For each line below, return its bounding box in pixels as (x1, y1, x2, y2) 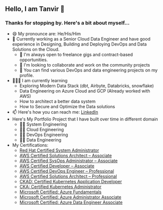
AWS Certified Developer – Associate (19, 163, 94, 169)
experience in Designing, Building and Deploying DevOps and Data (12, 41, 147, 47)
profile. (19, 72, 34, 78)
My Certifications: (12, 142, 48, 148)
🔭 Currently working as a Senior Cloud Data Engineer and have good (12, 36, 151, 42)
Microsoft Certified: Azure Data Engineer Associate (19, 199, 123, 205)
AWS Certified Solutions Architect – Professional (19, 173, 117, 179)
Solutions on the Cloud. (12, 46, 60, 52)
